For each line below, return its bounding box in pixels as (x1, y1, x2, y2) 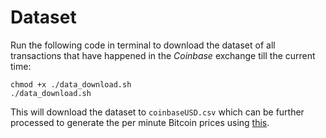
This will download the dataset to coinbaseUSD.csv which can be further (10, 106, 305, 118)
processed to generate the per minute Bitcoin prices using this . (10, 116, 270, 128)
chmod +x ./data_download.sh (10, 79, 132, 90)
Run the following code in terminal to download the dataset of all (10, 39, 276, 51)
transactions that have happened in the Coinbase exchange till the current (10, 49, 316, 61)
